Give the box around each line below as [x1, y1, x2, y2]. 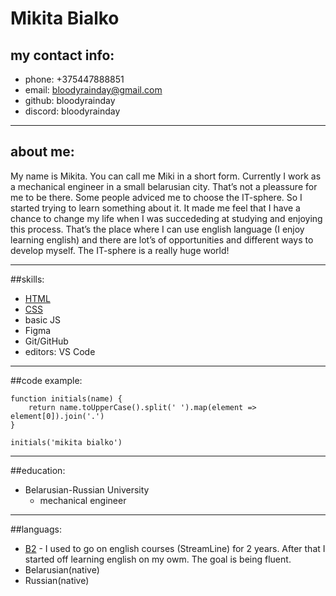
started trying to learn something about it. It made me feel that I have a [10, 202, 301, 214]
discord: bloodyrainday [24, 105, 121, 117]
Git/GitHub [24, 335, 69, 347]
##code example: [10, 374, 83, 386]
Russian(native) [24, 574, 90, 586]
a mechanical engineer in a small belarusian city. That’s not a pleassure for [10, 180, 318, 192]
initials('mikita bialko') [10, 437, 123, 447]
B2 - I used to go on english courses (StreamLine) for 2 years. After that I [24, 542, 326, 554]
